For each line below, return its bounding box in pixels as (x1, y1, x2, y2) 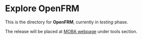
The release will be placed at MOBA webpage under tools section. (5, 28, 138, 34)
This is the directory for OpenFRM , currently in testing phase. (5, 19, 128, 25)
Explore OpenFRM (5, 3, 79, 14)
